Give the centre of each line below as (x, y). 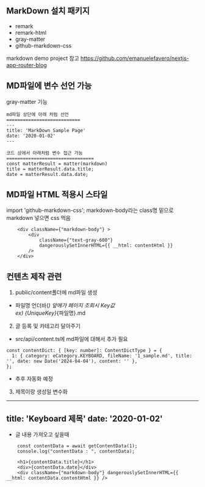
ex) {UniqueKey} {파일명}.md (50, 313)
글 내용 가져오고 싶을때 (42, 434)
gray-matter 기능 (27, 101)
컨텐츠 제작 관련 (34, 276)
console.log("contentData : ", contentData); (76, 452)
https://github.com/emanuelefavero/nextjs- (135, 58)
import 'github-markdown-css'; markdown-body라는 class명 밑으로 (90, 210)
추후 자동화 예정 (34, 379)
